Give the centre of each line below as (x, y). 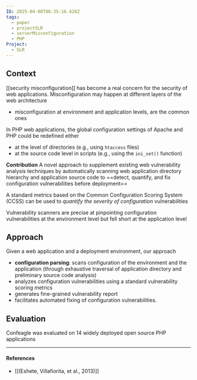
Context (21, 74)
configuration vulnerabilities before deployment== (67, 184)
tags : (13, 17)
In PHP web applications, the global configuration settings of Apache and (94, 129)
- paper (21, 22)
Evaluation (26, 319)
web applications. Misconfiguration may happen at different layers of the (94, 94)
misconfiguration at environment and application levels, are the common (102, 112)
